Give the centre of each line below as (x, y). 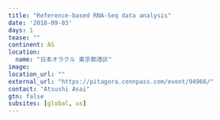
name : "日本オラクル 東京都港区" (64, 60)
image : (19, 67)
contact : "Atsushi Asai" (49, 89)
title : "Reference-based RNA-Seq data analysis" (90, 15)
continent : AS (32, 45)
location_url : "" (37, 74)
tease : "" (25, 37)
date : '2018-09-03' (40, 23)
